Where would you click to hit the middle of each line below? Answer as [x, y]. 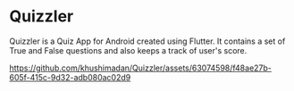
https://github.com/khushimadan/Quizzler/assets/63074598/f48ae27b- [141, 68]
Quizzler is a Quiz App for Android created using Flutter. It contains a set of [147, 41]
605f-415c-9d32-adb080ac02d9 [70, 77]
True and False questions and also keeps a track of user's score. [128, 50]
